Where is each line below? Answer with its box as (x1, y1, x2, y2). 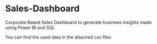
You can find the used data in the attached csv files (5, 34, 111, 40)
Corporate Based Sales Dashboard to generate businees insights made (5, 19, 152, 25)
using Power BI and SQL (5, 24, 55, 30)
